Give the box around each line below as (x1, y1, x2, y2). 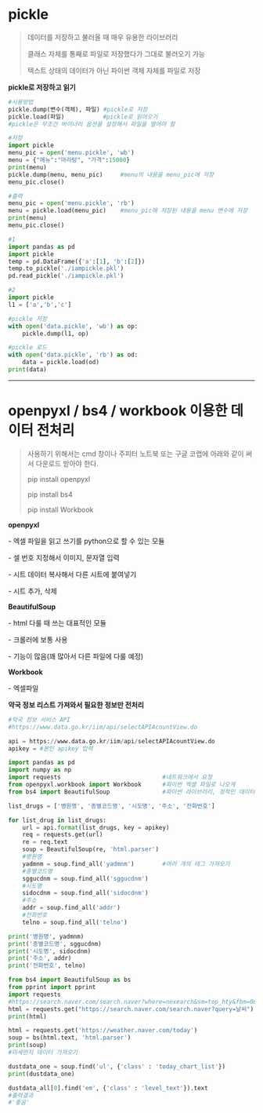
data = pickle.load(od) (22, 359, 100, 367)
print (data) (8, 366, 47, 374)
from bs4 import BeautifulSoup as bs (8, 976, 131, 984)
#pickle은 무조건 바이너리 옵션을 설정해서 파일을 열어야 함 (8, 120, 175, 128)
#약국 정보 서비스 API (8, 716, 70, 724)
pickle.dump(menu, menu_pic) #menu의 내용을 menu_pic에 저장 (8, 170, 214, 178)
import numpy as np (8, 766, 72, 774)
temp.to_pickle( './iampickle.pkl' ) (8, 265, 124, 272)
